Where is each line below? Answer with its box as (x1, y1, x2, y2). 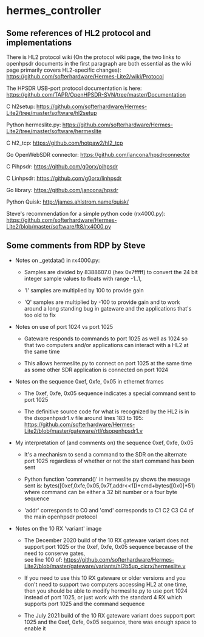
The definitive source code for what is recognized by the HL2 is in (24, 408, 189, 415)
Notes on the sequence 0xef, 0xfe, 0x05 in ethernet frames (15, 377, 164, 385)
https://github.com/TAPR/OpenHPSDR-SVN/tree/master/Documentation (6, 91, 186, 98)
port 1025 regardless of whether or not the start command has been (24, 457, 194, 464)
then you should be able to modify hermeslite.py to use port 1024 (24, 587, 188, 594)
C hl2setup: (6, 103, 35, 110)
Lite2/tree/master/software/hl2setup (6, 109, 97, 116)
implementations (6, 37, 72, 47)
